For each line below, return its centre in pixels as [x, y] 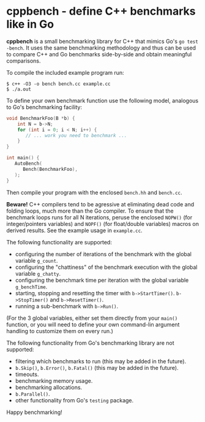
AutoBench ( [28, 164]
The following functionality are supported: [59, 242]
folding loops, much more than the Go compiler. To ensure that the [90, 211]
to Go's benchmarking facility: [44, 107]
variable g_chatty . [38, 273]
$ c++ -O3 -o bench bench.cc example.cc [59, 84]
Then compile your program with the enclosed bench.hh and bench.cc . [94, 192]
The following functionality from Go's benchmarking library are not [90, 343]
